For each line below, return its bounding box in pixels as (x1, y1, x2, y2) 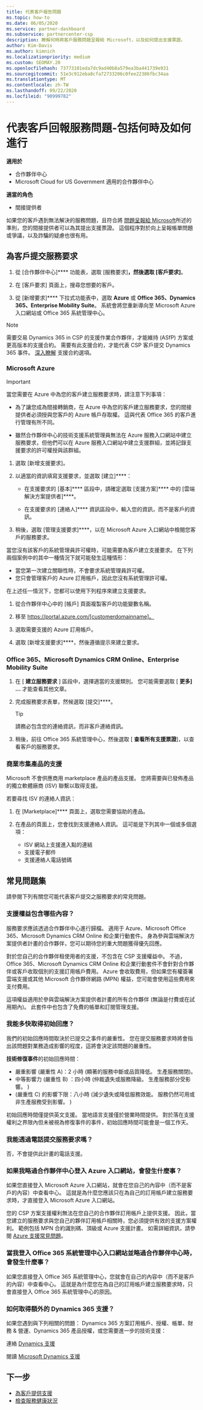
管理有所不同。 (20, 418, 58, 425)
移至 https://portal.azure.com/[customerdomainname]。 (14, 612, 155, 620)
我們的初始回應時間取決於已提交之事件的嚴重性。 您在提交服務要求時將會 (6, 1034, 188, 1041)
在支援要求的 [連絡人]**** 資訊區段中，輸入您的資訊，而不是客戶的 (24, 505, 190, 513)
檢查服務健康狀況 (14, 1397, 58, 1404)
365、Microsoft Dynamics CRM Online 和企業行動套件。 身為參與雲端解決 (6, 932, 190, 939)
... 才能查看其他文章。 (14, 685, 70, 693)
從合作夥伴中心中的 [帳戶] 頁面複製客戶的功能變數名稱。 (14, 600, 155, 607)
